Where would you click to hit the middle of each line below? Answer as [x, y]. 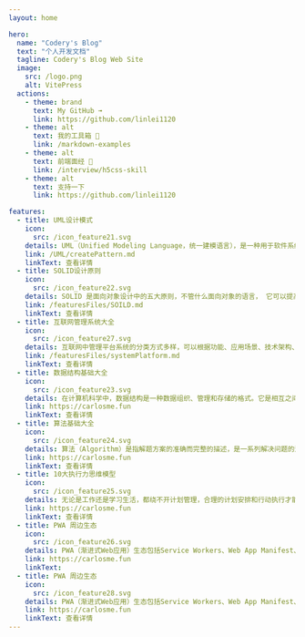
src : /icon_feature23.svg [81, 390]
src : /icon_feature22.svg [81, 288]
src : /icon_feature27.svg [81, 339]
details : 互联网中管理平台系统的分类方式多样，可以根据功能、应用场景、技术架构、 [162, 347]
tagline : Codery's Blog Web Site [80, 60]
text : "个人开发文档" [53, 51]
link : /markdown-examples [81, 145]
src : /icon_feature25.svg [81, 492]
